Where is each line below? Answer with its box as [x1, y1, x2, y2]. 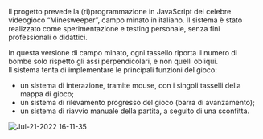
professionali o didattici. [8, 32, 88, 42]
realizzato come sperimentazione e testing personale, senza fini [8, 24, 220, 33]
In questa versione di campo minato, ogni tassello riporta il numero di [8, 48, 237, 57]
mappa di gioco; [19, 89, 74, 99]
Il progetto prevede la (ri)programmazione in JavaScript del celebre [8, 7, 232, 16]
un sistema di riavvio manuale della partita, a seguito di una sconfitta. [19, 106, 250, 116]
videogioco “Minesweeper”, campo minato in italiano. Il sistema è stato [8, 15, 243, 25]
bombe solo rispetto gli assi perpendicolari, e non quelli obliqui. [8, 56, 219, 66]
